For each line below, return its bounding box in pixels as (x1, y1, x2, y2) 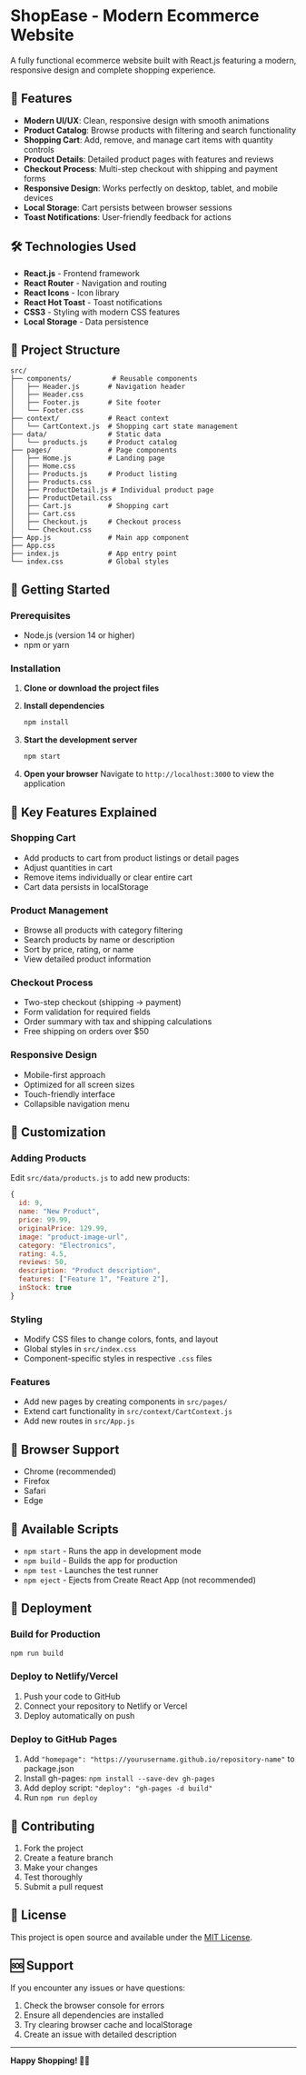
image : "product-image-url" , (18, 1232, 129, 1242)
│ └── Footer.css (10, 406, 84, 415)
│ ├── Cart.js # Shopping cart (10, 502, 170, 511)
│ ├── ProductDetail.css (10, 494, 113, 503)
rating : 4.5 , (18, 1249, 68, 1259)
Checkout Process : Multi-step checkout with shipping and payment (23, 163, 278, 174)
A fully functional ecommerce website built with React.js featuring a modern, (10, 55, 297, 65)
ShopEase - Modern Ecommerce (10, 5, 260, 26)
